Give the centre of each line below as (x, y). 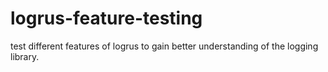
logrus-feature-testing (106, 18)
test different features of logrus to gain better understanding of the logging (164, 46)
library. (25, 56)
